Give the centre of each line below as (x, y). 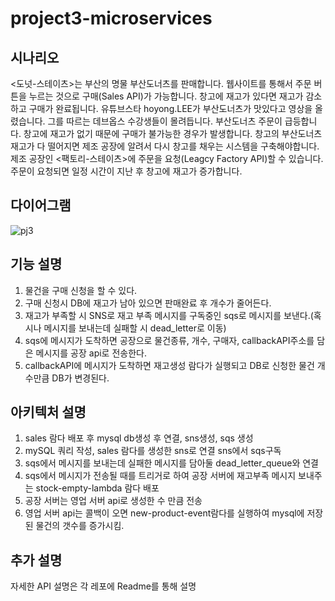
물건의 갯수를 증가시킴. (80, 526)
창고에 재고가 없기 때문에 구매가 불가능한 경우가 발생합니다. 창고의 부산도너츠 (173, 133)
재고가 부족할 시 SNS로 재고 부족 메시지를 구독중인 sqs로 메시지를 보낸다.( (169, 315)
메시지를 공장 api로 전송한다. (91, 353)
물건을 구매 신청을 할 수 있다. (81, 290)
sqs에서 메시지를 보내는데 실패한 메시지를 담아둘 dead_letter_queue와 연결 (171, 463)
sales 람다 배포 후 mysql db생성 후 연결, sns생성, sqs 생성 (139, 438)
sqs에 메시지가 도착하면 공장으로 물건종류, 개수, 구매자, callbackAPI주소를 (169, 340)
